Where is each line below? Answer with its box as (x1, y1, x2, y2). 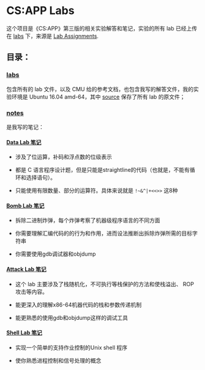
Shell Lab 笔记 (6, 329, 43, 336)
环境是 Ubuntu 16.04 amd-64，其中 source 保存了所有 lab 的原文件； (11, 93, 185, 100)
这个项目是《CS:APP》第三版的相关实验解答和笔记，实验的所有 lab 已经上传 (6, 24, 198, 32)
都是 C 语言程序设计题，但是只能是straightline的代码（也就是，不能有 (15, 166, 190, 174)
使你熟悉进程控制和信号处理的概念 (15, 357, 102, 364)
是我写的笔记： (6, 123, 44, 130)
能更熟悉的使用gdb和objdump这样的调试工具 (15, 314, 129, 321)
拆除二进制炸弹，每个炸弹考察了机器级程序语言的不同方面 (15, 216, 160, 224)
